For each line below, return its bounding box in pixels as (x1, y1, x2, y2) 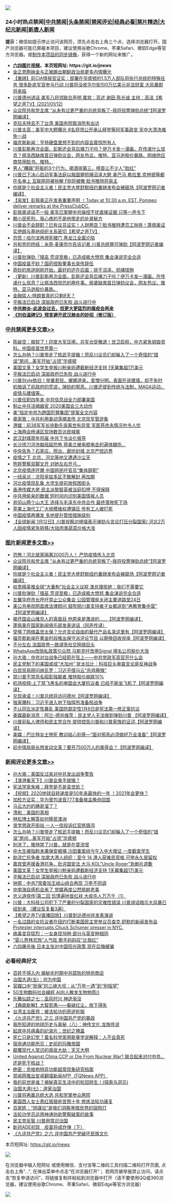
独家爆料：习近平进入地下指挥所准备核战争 (12, 699, 103, 705)
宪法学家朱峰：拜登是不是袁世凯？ (12, 784, 85, 790)
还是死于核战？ (12, 1060, 45, 1066)
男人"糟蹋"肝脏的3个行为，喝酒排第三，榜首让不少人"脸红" (12, 165, 137, 172)
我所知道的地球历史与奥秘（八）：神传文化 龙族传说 (12, 1021, 120, 1027)
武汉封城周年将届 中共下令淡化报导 (12, 435, 86, 441)
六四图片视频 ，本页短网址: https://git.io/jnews (12, 62, 112, 69)
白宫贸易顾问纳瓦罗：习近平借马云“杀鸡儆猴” (12, 667, 107, 673)
